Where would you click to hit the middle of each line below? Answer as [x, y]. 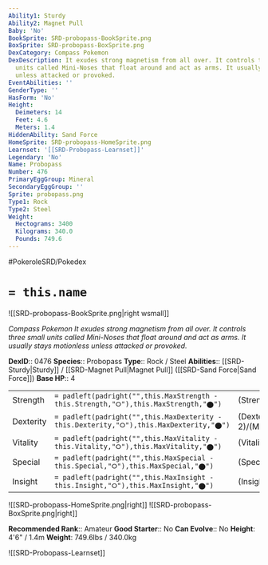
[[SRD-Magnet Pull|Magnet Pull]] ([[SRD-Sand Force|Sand [161, 370]
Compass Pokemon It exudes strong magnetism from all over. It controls [127, 328]
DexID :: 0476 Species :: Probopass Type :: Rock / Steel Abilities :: [114, 361]
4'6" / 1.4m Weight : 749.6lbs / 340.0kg [73, 537]
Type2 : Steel [30, 209]
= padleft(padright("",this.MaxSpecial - [134, 458]
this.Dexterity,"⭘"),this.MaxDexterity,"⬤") [142, 425]
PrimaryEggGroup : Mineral [51, 180]
